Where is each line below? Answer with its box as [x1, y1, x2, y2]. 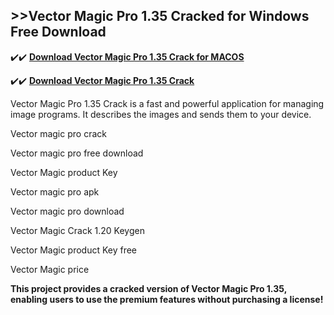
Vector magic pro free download [10, 147, 144, 159]
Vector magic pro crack [10, 127, 107, 139]
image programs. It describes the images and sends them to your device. [10, 108, 312, 120]
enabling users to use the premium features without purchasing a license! [10, 293, 324, 305]
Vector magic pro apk [10, 185, 100, 198]
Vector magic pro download [10, 205, 125, 217]
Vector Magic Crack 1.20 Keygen [10, 224, 145, 236]
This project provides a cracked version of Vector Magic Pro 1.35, [10, 282, 287, 294]
